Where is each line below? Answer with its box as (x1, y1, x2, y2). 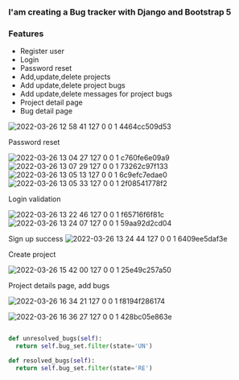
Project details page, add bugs (8, 281, 110, 291)
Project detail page (19, 97, 83, 107)
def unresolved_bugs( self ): (8, 335, 103, 343)
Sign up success (8, 234, 64, 244)
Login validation (8, 194, 62, 204)
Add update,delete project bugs (19, 81, 126, 90)
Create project (8, 250, 56, 259)
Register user (19, 47, 65, 56)
